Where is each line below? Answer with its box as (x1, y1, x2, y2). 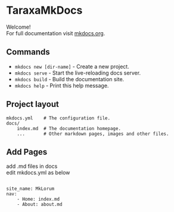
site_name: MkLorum (6, 186, 55, 192)
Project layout (6, 99, 60, 109)
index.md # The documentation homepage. (17, 125, 121, 131)
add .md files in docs (6, 162, 58, 170)
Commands (6, 47, 51, 57)
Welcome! (6, 23, 31, 30)
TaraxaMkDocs (6, 4, 83, 17)
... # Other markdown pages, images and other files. (17, 131, 169, 137)
